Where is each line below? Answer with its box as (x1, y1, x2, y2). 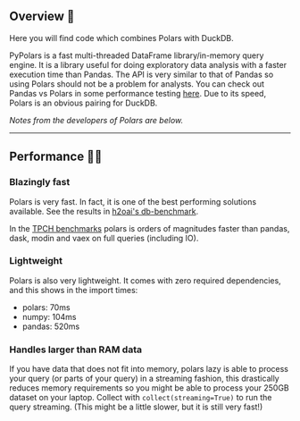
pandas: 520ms (21, 321, 80, 332)
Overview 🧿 (9, 9, 75, 24)
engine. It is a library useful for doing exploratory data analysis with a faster (9, 59, 287, 70)
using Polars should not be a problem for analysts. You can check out (9, 78, 265, 89)
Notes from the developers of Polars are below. (9, 114, 184, 125)
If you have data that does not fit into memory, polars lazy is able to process (9, 364, 288, 375)
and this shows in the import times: (9, 284, 138, 295)
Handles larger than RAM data (9, 343, 143, 356)
